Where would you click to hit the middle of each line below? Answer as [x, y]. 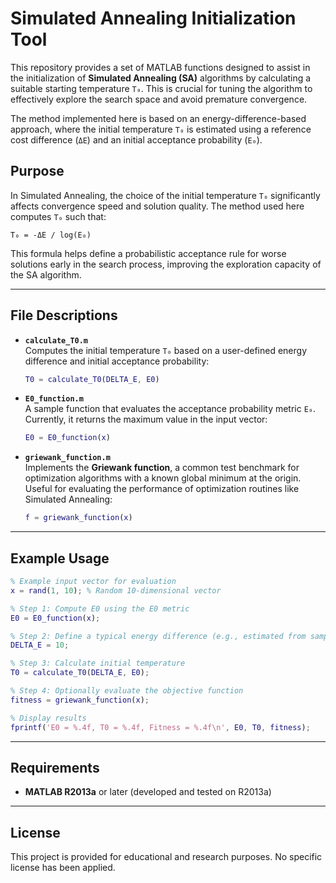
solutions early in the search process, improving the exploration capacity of [166, 264]
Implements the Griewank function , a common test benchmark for [162, 468]
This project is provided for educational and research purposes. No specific [166, 857]
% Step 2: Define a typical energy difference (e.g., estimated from [158, 636]
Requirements [55, 767]
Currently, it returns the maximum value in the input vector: [146, 419]
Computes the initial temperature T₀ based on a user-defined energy [165, 350]
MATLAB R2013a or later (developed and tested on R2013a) [148, 792]
